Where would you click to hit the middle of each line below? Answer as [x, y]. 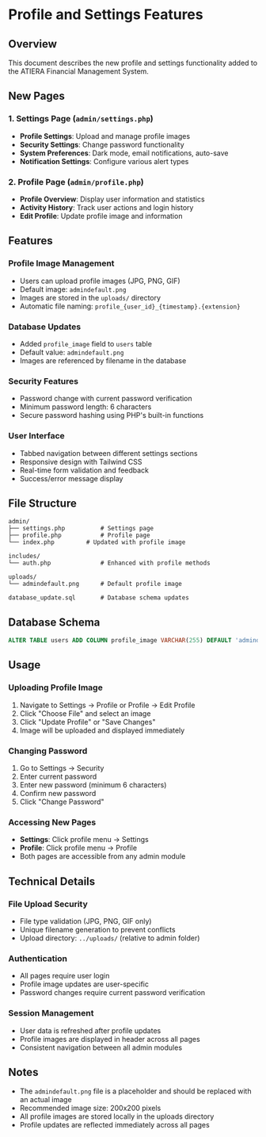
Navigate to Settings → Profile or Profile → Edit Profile [107, 705]
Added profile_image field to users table [86, 343]
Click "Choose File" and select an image [85, 713]
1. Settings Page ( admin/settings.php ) [81, 119]
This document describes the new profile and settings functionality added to [133, 63]
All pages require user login [65, 976]
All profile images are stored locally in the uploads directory [117, 1116]
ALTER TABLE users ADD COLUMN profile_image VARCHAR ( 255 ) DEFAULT [120, 641]
